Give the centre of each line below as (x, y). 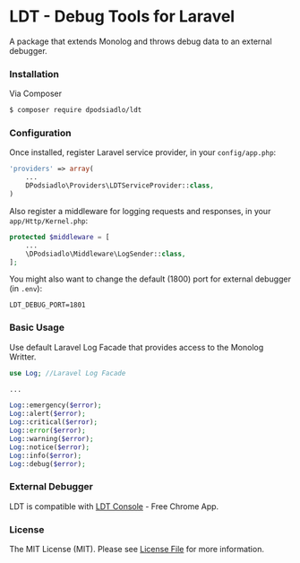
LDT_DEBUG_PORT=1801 (48, 305)
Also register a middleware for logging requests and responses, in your (140, 211)
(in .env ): (26, 289)
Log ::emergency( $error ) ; (56, 405)
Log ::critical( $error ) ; (54, 422)
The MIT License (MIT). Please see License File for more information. (137, 550)
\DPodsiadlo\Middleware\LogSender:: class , (106, 254)
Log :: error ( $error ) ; (48, 431)
